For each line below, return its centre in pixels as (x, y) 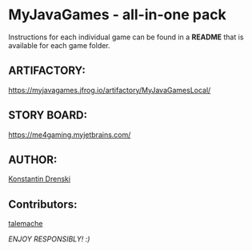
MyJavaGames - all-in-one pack (117, 15)
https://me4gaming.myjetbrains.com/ (70, 135)
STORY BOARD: (48, 115)
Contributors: (43, 204)
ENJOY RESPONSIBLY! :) (49, 239)
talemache (26, 224)
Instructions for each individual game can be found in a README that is (126, 37)
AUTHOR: (33, 159)
